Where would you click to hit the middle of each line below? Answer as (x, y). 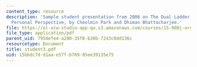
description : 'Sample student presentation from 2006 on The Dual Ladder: (99, 17)
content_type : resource (35, 11)
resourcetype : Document (35, 44)
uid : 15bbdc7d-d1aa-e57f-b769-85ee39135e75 (60, 55)
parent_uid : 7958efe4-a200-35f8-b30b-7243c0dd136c (69, 38)
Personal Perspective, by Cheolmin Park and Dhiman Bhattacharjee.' (97, 22)
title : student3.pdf (31, 50)
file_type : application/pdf (40, 33)
